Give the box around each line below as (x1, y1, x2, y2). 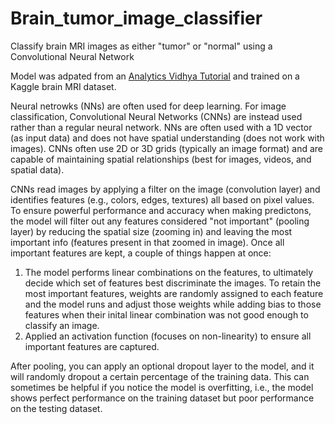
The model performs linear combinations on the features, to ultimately (24, 266, 314, 278)
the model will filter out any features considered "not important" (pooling (10, 215, 310, 227)
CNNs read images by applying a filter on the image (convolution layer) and (10, 183, 321, 195)
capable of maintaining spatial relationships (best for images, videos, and (10, 153, 312, 165)
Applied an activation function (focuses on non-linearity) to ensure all (24, 330, 312, 342)
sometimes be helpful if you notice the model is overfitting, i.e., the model (10, 381, 314, 393)
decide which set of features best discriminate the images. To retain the (24, 277, 322, 289)
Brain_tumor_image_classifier (10, 7, 263, 30)
